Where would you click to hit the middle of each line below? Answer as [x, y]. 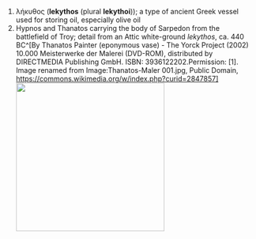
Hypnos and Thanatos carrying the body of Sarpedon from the [117, 28]
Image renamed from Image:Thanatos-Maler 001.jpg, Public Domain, [127, 70]
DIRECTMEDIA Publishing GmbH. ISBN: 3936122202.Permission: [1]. [127, 62]
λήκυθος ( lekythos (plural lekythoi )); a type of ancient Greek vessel [127, 11]
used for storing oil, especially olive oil [78, 20]
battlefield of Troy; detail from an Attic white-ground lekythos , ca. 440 [130, 36]
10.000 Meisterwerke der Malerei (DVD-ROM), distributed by [114, 53]
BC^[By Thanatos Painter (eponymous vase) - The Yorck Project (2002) [132, 45]
